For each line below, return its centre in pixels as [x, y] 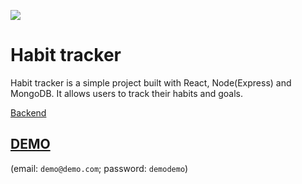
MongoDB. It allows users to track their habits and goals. [127, 93]
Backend [28, 112]
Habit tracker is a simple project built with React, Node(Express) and [151, 82]
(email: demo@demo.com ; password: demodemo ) [99, 168]
